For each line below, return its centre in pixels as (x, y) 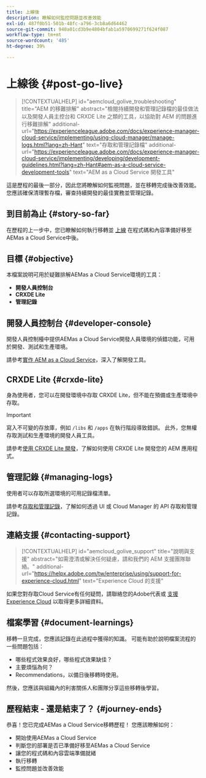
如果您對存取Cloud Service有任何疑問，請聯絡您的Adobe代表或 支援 (93, 594)
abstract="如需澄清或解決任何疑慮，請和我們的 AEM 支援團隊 (108, 559)
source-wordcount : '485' (38, 41)
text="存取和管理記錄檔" (117, 144)
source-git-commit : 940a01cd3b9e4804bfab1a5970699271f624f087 (87, 29)
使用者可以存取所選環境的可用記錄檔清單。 (60, 493)
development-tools (45, 172)
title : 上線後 (23, 12)
